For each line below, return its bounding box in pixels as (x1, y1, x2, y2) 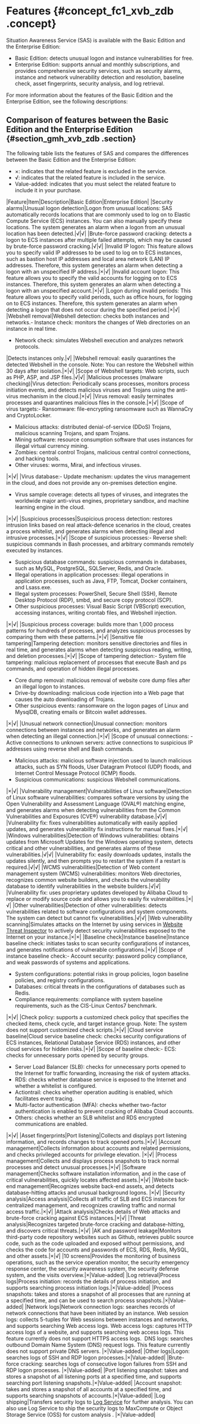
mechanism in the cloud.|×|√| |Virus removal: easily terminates (20, 392, 174, 399)
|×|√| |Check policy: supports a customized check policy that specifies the (6, 1013, 189, 1020)
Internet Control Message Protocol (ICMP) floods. (14, 769, 137, 777)
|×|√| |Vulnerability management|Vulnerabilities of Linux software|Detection (6, 787, 192, 795)
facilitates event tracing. (14, 1094, 74, 1102)
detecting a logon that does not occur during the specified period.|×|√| (6, 306, 180, 313)
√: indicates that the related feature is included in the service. (14, 174, 165, 181)
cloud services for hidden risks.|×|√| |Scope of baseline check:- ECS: (6, 1045, 177, 1052)
